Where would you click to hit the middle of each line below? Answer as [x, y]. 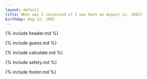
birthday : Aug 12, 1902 [30, 19]
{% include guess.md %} [31, 43]
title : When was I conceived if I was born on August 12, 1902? [74, 14]
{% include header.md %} [32, 33]
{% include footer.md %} [31, 72]
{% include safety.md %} [31, 62]
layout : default [22, 10]
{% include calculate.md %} [34, 52]
